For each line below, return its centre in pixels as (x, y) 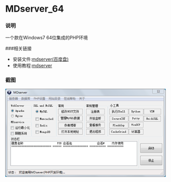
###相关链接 (19, 48)
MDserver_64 (35, 9)
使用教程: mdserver (32, 66)
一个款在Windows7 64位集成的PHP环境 (47, 38)
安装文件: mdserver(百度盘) (40, 59)
